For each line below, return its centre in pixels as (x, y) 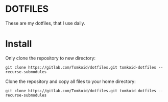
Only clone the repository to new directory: (51, 58)
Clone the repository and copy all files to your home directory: (71, 81)
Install (19, 44)
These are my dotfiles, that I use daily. (45, 23)
